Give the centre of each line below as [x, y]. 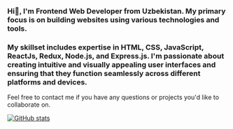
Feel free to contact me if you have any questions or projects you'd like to [113, 98]
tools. [17, 29]
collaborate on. [29, 105]
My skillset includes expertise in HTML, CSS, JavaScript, [106, 47]
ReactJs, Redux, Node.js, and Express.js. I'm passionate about [116, 56]
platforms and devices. [47, 82]
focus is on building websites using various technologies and [113, 20]
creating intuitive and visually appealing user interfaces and [112, 64]
